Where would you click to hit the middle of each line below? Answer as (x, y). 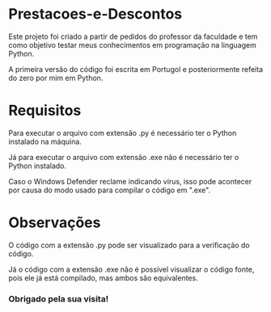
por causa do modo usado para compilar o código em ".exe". (110, 190)
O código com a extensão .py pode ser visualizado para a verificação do (129, 245)
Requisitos (45, 111)
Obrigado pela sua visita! (59, 298)
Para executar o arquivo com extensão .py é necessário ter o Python (123, 133)
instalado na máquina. (45, 141)
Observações (55, 223)
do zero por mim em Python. (56, 78)
